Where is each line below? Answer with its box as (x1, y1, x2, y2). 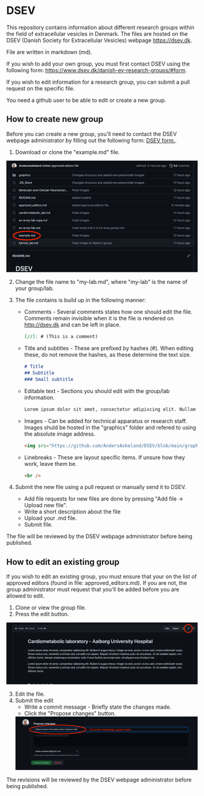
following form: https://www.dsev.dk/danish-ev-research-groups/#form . (6, 66, 187, 73)
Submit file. (24, 521, 53, 528)
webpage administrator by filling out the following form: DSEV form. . (6, 137, 177, 144)
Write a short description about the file (24, 508, 121, 516)
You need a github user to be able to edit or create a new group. (6, 96, 167, 104)
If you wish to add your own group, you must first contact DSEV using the (6, 60, 190, 67)
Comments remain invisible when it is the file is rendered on (24, 315, 174, 322)
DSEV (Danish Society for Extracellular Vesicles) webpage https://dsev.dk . (6, 36, 192, 44)
